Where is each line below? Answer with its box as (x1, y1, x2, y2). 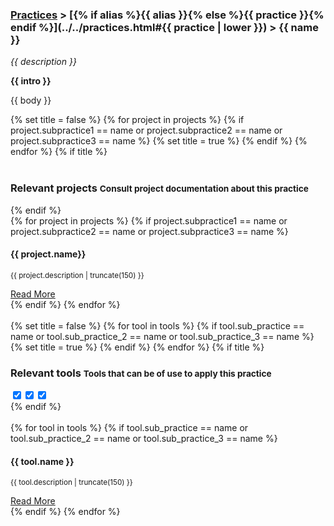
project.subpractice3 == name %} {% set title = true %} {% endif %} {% (10, 135, 308, 147)
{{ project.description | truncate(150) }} (10, 270, 145, 280)
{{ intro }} (10, 75, 52, 87)
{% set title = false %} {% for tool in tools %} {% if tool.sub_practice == (10, 319, 305, 332)
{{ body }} (10, 94, 52, 107)
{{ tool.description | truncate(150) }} (10, 478, 133, 488)
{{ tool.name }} (10, 455, 75, 467)
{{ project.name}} (10, 248, 87, 260)
